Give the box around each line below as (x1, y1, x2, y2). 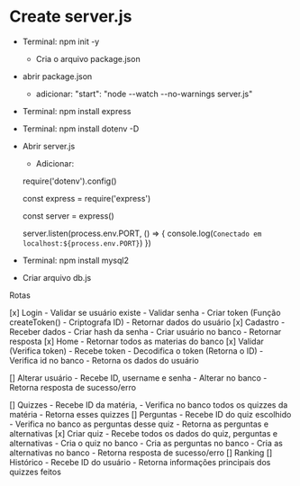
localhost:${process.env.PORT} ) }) (22, 237, 151, 248)
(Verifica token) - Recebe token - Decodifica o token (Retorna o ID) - (9, 345, 264, 356)
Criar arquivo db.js (22, 272, 92, 283)
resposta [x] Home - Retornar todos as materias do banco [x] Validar (9, 336, 264, 346)
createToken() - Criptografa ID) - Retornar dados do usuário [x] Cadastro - (9, 317, 286, 328)
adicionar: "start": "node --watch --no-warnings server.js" (35, 88, 253, 99)
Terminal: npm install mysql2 (22, 255, 129, 265)
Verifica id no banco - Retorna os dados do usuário (9, 355, 200, 365)
